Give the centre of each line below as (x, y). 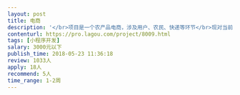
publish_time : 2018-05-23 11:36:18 (60, 54)
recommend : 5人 (29, 74)
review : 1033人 (29, 61)
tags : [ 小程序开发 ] (34, 41)
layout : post (27, 14)
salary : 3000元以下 (35, 47)
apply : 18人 (25, 67)
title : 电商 (24, 21)
